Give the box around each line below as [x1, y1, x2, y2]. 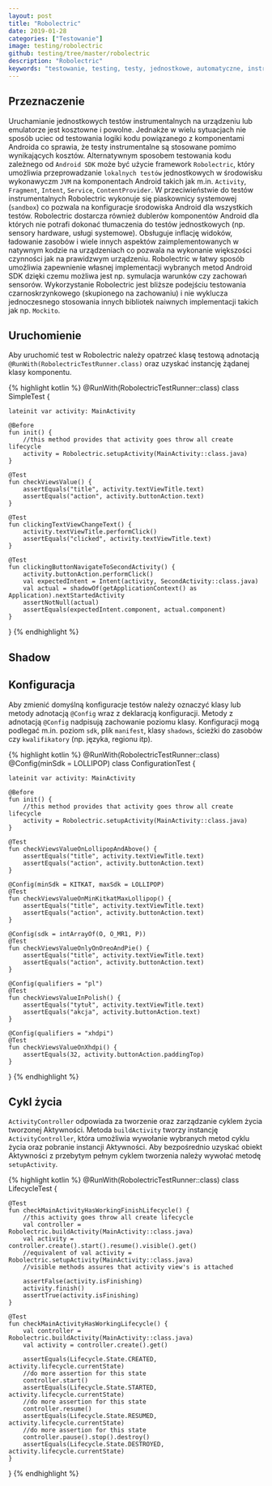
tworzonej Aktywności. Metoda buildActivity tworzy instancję [8, 1125, 219, 1135]
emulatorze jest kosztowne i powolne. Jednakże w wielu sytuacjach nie [8, 125, 247, 134]
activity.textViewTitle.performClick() [23, 528, 158, 536]
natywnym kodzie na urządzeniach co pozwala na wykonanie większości [8, 245, 253, 255]
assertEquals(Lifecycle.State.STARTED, [23, 1384, 158, 1392]
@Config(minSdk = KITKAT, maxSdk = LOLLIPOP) [8, 880, 164, 888]
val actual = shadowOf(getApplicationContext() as [23, 585, 198, 593]
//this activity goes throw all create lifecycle [23, 1214, 194, 1222]
